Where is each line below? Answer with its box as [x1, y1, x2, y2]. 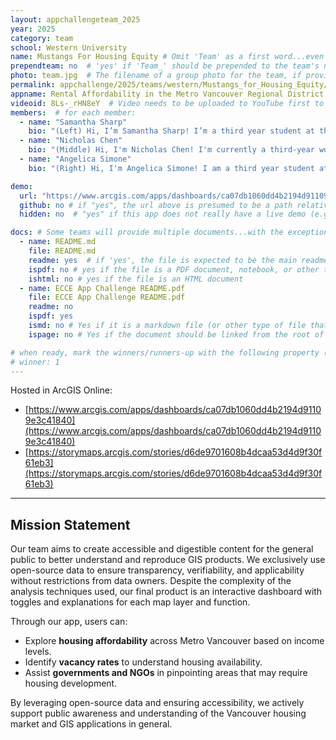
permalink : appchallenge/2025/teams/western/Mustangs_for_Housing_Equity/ [10, 80, 329, 90]
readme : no [28, 302, 74, 312]
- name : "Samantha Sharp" [19, 117, 128, 127]
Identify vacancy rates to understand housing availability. [24, 656, 263, 668]
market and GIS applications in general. [10, 718, 173, 730]
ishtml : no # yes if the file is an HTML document [28, 274, 244, 284]
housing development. [24, 677, 118, 690]
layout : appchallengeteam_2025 [10, 14, 141, 25]
